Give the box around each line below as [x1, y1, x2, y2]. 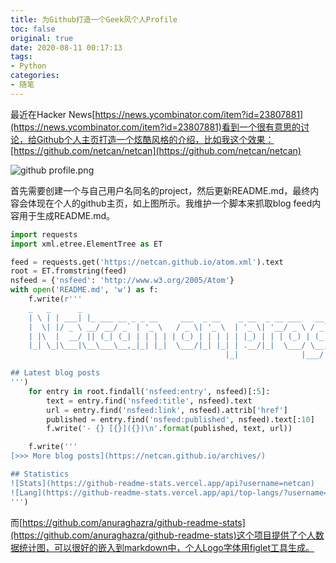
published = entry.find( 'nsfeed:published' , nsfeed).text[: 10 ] [46, 414, 315, 425]
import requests [10, 229, 78, 240]
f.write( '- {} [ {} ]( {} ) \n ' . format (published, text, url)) [46, 424, 293, 434]
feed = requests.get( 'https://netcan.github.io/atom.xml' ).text [10, 257, 284, 267]
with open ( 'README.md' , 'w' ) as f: [10, 285, 159, 295]
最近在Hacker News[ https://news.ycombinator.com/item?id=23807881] [10, 108, 304, 120]
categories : [10, 71, 60, 81]
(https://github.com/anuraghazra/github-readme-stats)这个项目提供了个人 [10, 529, 316, 541]
